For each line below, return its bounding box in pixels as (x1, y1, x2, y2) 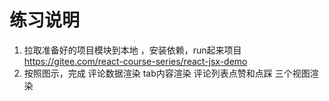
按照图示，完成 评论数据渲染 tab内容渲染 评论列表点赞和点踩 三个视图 (23, 67, 311, 79)
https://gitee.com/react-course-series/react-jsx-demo (23, 55, 248, 67)
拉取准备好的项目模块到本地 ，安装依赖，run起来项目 (23, 44, 242, 56)
